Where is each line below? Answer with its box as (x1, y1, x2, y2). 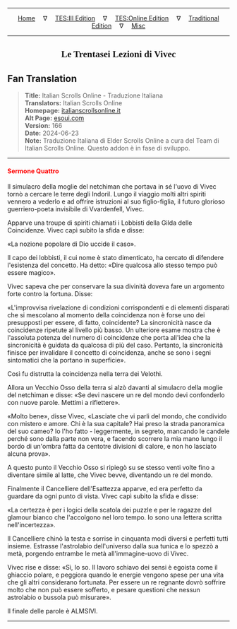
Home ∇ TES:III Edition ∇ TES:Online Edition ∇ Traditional (17, 14, 220, 22)
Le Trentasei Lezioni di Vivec (61, 49, 176, 60)
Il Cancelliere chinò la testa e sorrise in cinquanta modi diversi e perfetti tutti (7, 534, 229, 543)
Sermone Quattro (7, 167, 59, 175)
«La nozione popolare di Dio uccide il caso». (7, 240, 136, 248)
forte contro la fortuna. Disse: (7, 290, 93, 298)
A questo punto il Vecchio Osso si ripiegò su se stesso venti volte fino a (7, 464, 215, 472)
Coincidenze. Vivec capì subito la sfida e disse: (7, 226, 145, 235)
